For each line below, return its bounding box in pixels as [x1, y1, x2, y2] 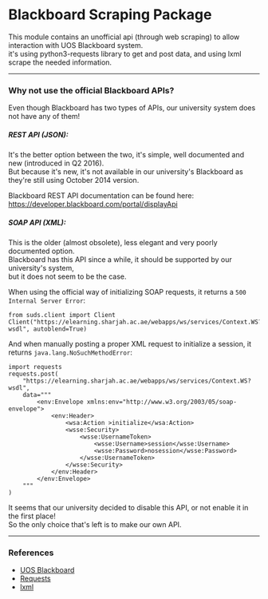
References [8, 547, 54, 558]
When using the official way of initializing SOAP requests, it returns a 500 [8, 288, 246, 297]
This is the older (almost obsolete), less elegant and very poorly [8, 238, 218, 248]
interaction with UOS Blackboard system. [8, 40, 144, 50]
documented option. [8, 246, 75, 256]
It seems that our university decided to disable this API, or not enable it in [8, 503, 249, 513]
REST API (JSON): [8, 129, 69, 139]
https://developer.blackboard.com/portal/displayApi [8, 200, 178, 209]
